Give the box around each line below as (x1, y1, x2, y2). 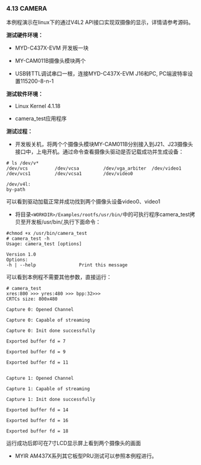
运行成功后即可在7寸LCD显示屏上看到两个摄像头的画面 (6, 440, 141, 447)
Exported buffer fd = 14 (6, 407, 69, 413)
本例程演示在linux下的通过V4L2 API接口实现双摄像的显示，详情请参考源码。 (6, 19, 194, 26)
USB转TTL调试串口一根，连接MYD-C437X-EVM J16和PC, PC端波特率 (14, 70, 188, 77)
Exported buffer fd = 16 (6, 418, 69, 424)
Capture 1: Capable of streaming (6, 386, 90, 392)
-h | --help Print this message (6, 262, 128, 268)
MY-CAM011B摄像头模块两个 (14, 57, 86, 65)
